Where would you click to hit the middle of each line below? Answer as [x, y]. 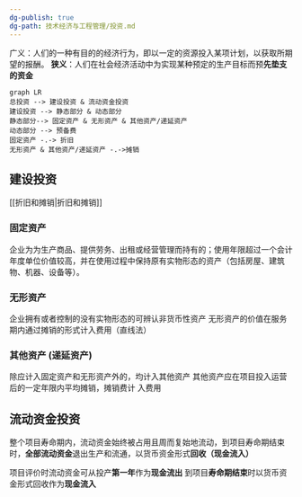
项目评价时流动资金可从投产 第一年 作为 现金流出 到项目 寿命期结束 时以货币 [144, 473]
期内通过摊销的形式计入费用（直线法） [80, 330]
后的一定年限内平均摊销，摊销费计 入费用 [85, 388]
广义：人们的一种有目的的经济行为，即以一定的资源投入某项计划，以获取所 [147, 53]
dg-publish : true [42, 18]
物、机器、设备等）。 [47, 271]
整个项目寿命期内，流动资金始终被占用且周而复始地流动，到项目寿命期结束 [147, 442]
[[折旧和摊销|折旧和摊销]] [56, 202]
